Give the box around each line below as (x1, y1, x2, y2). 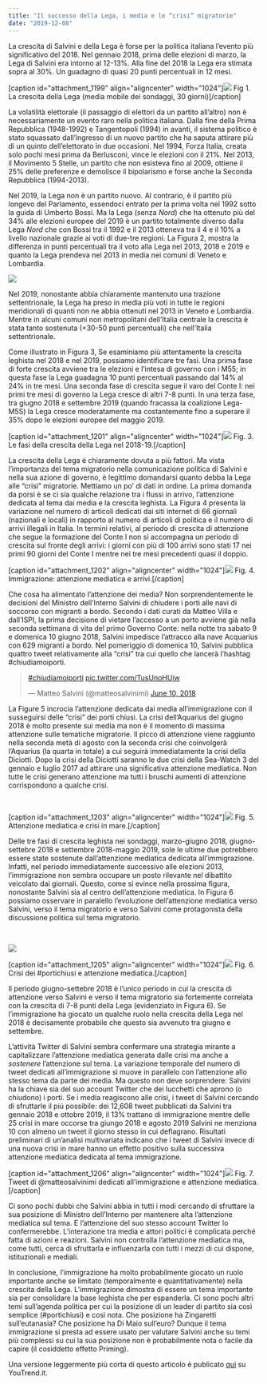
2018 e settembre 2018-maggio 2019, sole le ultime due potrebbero (37, 844, 258, 854)
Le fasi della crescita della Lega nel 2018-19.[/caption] (8, 440, 186, 449)
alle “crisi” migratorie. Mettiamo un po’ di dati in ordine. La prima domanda (8, 481, 253, 490)
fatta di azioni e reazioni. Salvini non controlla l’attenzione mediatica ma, (8, 1234, 245, 1244)
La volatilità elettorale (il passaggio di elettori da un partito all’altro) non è (8, 107, 247, 117)
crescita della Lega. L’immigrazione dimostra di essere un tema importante (8, 1284, 253, 1294)
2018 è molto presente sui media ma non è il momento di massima (8, 720, 226, 730)
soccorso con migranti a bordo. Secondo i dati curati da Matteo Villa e (8, 606, 238, 616)
